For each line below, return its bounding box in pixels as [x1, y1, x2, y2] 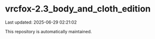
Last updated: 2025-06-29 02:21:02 [5, 19, 77, 25]
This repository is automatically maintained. [5, 28, 92, 34]
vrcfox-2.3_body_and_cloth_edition [5, 3, 151, 14]
